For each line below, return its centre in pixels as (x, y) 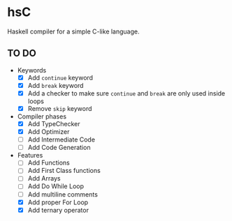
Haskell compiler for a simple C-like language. (73, 31)
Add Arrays (44, 178)
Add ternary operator (58, 210)
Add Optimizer (49, 132)
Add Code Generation (59, 148)
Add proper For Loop (58, 202)
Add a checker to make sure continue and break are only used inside (126, 93)
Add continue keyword (60, 77)
